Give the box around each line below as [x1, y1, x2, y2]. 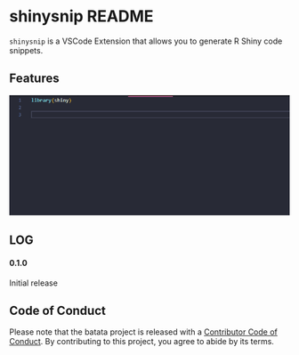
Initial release [9, 278, 58, 288]
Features [9, 71, 60, 86]
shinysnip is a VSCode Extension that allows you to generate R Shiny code [9, 36, 283, 46]
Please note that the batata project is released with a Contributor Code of [9, 327, 279, 337]
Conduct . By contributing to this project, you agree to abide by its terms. [9, 336, 274, 347]
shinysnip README [9, 6, 154, 27]
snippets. [9, 44, 44, 55]
